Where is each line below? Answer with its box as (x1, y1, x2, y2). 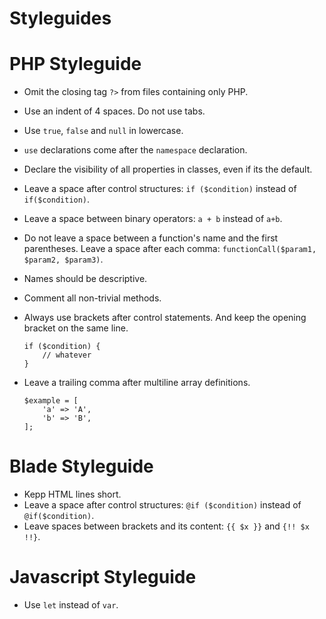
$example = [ (23, 396, 79, 406)
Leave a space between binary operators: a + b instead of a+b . (23, 213, 283, 225)
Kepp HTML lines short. (23, 488, 122, 501)
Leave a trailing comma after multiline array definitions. (23, 377, 251, 389)
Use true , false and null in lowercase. (23, 125, 184, 137)
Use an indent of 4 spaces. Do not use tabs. (23, 105, 206, 117)
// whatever (42, 350, 92, 361)
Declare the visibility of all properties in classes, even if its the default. (23, 163, 313, 176)
